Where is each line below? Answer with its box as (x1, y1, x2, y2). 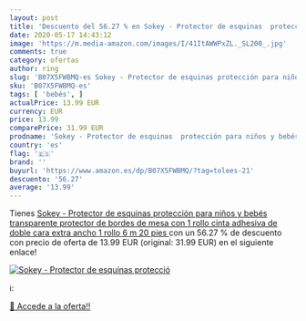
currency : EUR (9, 107, 64, 116)
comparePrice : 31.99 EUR (9, 124, 104, 133)
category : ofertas (9, 56, 79, 65)
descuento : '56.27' (9, 174, 84, 183)
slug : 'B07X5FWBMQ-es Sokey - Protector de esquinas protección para (9, 73, 280, 82)
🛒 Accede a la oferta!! (9, 301, 91, 312)
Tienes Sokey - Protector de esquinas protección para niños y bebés (9, 208, 268, 219)
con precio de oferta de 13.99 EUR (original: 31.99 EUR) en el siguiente (9, 237, 274, 248)
